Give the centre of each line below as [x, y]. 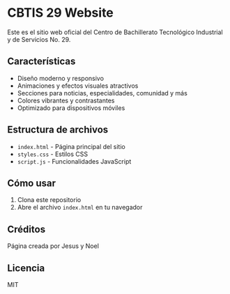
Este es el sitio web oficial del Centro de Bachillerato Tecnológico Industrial [115, 32]
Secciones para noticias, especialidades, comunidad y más [102, 93]
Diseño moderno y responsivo [61, 78]
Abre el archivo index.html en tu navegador [80, 208]
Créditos [26, 229]
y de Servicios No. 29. [39, 39]
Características [41, 62]
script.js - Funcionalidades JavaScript [74, 161]
